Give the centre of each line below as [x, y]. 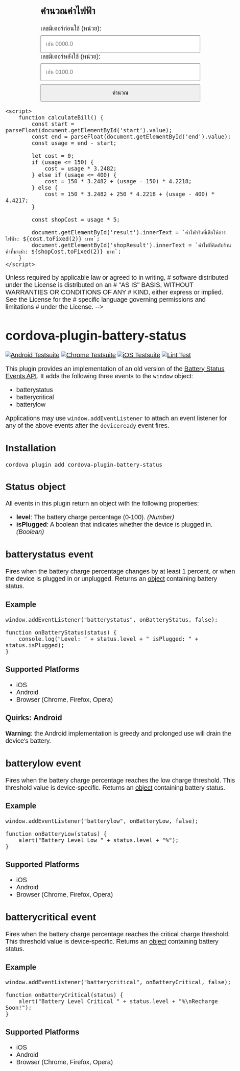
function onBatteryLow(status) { [56, 834]
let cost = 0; [53, 156]
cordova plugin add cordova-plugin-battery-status [84, 465]
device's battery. [28, 740]
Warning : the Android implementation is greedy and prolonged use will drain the [118, 733]
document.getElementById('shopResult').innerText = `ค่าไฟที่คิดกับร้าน [131, 245]
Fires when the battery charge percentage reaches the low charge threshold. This [120, 780]
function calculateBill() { [61, 117]
